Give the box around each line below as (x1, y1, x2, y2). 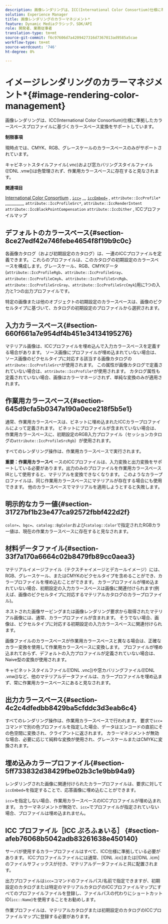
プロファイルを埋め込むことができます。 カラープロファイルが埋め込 (13, 579, 154, 585)
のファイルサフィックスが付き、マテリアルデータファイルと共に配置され (5, 860, 154, 866)
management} (5, 100, 66, 112)
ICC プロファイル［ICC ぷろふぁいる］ (5, 826, 123, 835)
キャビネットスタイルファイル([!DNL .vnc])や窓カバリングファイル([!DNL (5, 667, 155, 673)
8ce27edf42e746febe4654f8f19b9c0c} (5, 236, 132, 245)
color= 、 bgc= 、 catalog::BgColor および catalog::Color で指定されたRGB (5, 522, 152, 528)
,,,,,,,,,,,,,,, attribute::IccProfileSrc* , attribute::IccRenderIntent (5, 200, 142, 206)
